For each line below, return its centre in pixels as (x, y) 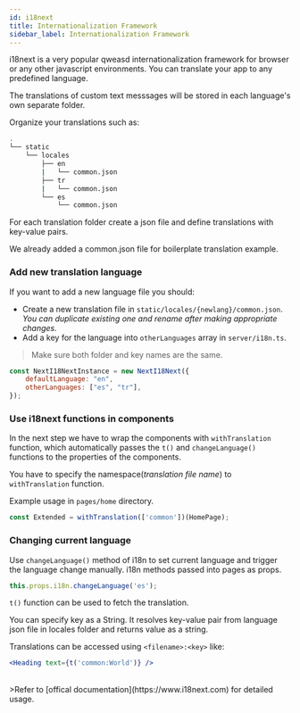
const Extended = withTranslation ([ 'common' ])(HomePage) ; (119, 518)
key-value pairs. (39, 232)
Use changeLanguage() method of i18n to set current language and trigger (144, 560)
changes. (40, 327)
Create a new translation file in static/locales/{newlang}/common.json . (152, 309)
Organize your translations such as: (75, 122)
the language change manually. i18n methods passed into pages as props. (146, 569)
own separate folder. (47, 105)
